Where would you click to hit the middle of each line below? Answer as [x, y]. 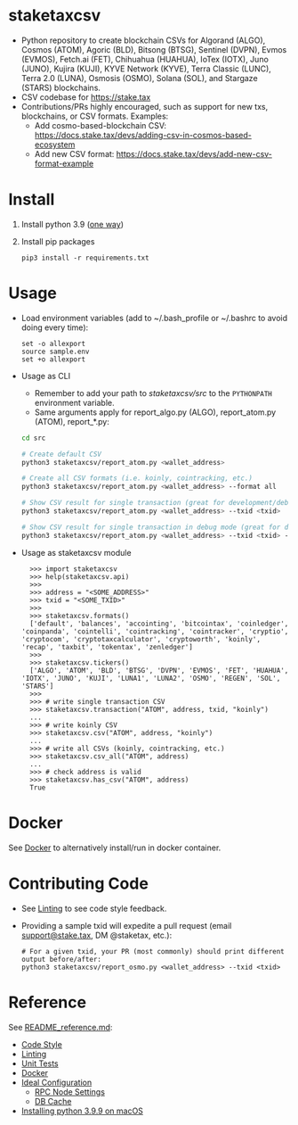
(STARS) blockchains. [61, 87]
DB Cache [53, 1101]
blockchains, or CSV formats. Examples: [95, 116]
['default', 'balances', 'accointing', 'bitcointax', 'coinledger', [159, 624]
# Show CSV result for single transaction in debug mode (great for [151, 527]
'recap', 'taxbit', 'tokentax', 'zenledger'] [107, 647]
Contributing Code [78, 883]
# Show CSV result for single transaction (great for [123, 503]
